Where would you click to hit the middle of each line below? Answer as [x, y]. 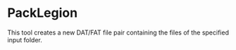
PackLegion [43, 13]
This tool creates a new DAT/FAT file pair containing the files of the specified [118, 32]
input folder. [25, 39]
